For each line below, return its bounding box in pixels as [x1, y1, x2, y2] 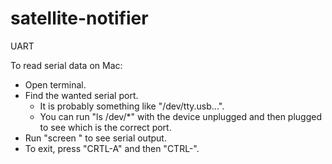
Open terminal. [24, 78, 87, 91]
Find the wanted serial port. [24, 89, 139, 101]
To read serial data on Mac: [10, 59, 123, 71]
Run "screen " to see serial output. [24, 132, 167, 144]
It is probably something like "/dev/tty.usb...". [39, 100, 225, 112]
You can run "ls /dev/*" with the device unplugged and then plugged [39, 110, 323, 122]
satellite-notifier [10, 7, 149, 30]
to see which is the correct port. [39, 121, 172, 133]
